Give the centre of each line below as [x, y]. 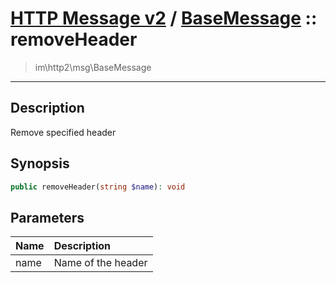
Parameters [47, 217]
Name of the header [100, 263]
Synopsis [40, 163]
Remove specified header [63, 132]
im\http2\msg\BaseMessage [93, 67]
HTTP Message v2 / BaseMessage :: [164, 18]
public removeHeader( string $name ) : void [98, 187]
